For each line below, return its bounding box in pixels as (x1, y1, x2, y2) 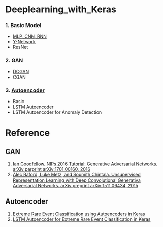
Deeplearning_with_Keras (5, 4, 117, 15)
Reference (5, 127, 50, 139)
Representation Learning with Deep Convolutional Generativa (12, 177, 141, 183)
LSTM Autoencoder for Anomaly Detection (12, 109, 102, 115)
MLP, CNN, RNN (12, 33, 47, 39)
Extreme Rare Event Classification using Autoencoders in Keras (12, 211, 145, 217)
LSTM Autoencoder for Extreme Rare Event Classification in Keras (12, 216, 151, 222)
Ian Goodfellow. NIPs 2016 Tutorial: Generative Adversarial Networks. (12, 161, 158, 167)
